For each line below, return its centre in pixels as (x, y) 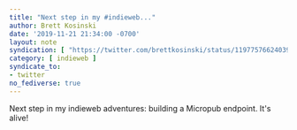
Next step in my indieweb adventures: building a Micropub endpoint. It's (140, 108)
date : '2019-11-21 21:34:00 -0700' (75, 34)
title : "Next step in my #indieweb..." (83, 17)
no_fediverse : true (45, 83)
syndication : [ (37, 50)
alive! (19, 118)
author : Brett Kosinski (53, 26)
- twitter (27, 75)
